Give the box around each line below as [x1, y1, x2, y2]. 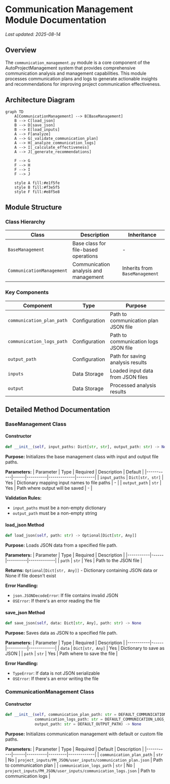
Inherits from [122, 265, 153, 272]
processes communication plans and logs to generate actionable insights [5, 75, 158, 82]
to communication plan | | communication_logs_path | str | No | [5, 762, 136, 768]
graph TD [5, 109, 24, 114]
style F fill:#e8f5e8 [14, 189, 60, 194]
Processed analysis [110, 382, 156, 389]
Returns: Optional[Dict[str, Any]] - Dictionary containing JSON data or [5, 568, 158, 574]
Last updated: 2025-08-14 [5, 31, 61, 37]
